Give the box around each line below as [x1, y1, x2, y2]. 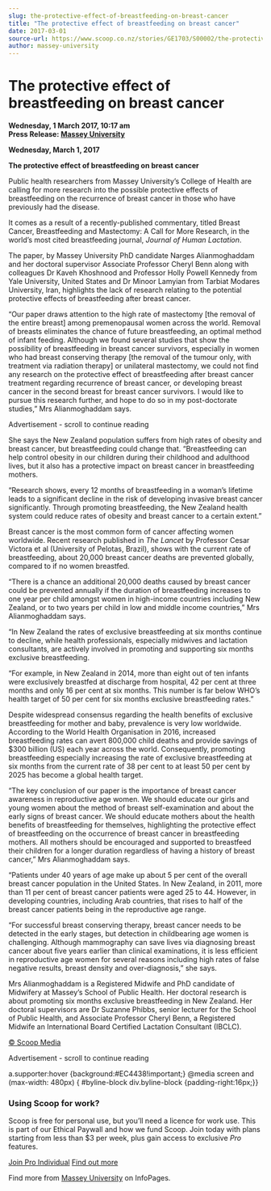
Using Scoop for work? [8, 1097, 100, 1108]
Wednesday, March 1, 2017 [8, 145, 100, 155]
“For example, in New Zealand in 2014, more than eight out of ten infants [8, 668, 249, 678]
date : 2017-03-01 [8, 27, 67, 35]
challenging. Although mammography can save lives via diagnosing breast [8, 938, 256, 947]
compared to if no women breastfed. [8, 562, 130, 571]
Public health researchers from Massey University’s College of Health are [8, 176, 252, 186]
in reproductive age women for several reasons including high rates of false [8, 955, 260, 964]
